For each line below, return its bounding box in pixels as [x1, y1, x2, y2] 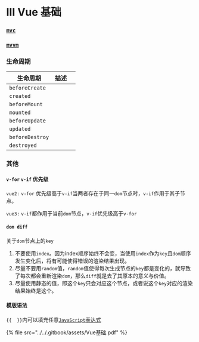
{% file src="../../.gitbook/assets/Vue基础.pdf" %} [6, 329, 128, 336]
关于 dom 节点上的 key [6, 237, 54, 244]
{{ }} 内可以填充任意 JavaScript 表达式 [6, 316, 101, 323]
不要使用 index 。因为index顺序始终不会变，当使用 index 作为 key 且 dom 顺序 [14, 249, 192, 257]
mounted [9, 109, 31, 116]
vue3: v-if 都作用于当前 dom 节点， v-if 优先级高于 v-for [6, 210, 137, 217]
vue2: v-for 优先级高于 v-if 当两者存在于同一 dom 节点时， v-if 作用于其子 [6, 190, 181, 197]
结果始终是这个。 [14, 287, 57, 294]
